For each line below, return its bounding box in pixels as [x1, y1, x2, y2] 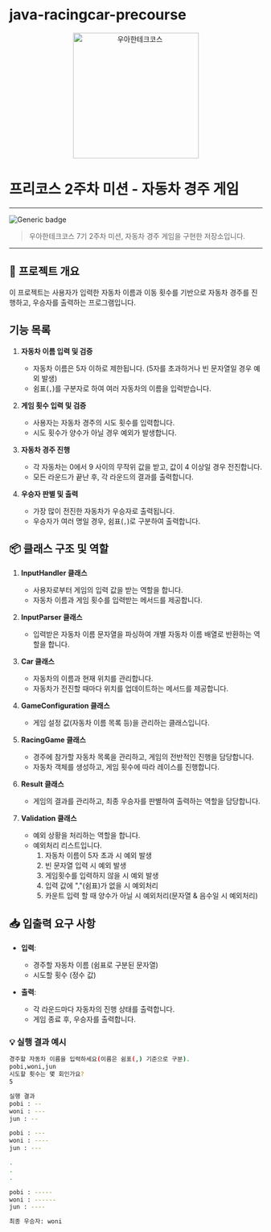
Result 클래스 [20, 779, 64, 789]
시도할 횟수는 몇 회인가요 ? [9, 1070, 84, 1078]
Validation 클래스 [20, 814, 77, 823]
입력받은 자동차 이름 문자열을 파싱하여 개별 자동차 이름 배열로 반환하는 [32, 630, 253, 639]
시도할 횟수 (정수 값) [32, 971, 96, 980]
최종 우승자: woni [9, 1218, 63, 1226]
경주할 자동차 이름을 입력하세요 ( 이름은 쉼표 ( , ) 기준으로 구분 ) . [9, 1055, 191, 1063]
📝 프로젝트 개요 [9, 265, 80, 278]
